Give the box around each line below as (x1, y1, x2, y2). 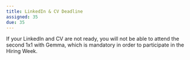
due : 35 (6, 19, 25, 25)
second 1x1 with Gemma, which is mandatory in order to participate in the (6, 41, 185, 48)
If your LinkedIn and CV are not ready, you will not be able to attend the (6, 36, 179, 43)
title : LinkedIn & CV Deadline (6, 8, 83, 15)
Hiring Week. (6, 48, 38, 55)
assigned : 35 (6, 14, 38, 20)
